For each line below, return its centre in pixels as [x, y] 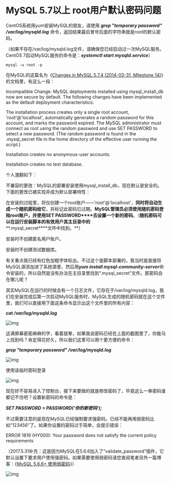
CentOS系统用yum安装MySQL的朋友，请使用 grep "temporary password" [84, 25]
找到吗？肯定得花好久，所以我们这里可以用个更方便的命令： [72, 340]
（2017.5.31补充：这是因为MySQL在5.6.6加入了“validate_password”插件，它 [85, 451]
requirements [20, 440]
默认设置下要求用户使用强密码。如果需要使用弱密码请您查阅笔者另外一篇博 [83, 457]
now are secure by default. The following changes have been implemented [84, 97]
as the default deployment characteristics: [50, 102]
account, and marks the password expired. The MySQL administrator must [84, 123]
